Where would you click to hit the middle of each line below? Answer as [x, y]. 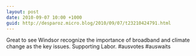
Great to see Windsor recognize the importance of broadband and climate [98, 40]
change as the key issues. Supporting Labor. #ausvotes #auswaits [88, 46]
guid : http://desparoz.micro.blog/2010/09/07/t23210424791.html [89, 23]
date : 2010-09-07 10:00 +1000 [44, 17]
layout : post [23, 12]
